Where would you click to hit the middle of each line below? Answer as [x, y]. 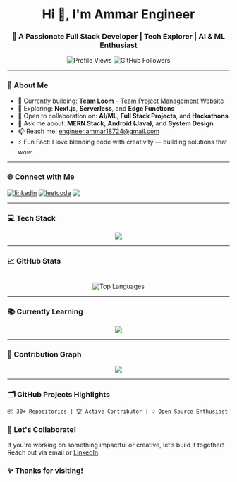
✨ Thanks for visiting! [45, 471]
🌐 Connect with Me [41, 177]
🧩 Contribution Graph [44, 354]
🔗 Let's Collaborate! [42, 430]
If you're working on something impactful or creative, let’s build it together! [116, 445]
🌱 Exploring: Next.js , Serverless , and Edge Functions [96, 108]
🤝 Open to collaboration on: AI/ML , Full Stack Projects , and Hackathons [123, 116]
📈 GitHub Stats [34, 261]
